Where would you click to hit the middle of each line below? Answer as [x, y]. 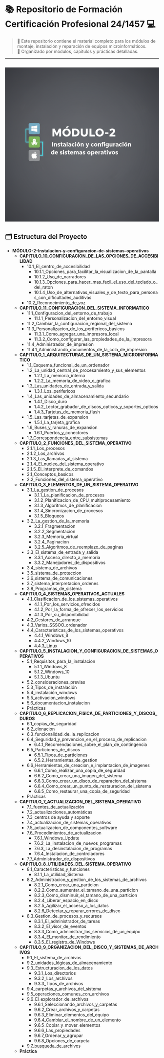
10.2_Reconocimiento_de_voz [56, 303]
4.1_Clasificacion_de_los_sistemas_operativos [72, 599]
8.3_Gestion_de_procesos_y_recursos [64, 916]
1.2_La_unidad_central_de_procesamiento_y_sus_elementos [86, 370]
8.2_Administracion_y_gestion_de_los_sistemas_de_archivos [87, 880]
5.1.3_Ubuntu [47, 677]
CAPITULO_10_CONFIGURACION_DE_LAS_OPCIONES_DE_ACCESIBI [89, 256]
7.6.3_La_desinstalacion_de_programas [73, 849]
